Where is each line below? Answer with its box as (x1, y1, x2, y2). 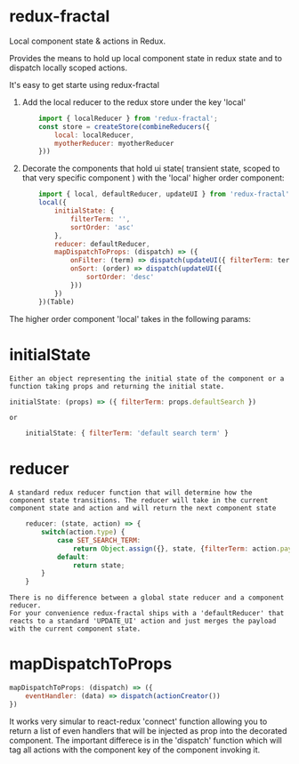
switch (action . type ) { (41, 527, 125, 537)
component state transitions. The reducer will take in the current (9, 496, 269, 505)
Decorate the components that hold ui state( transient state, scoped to (21, 163, 280, 174)
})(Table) (38, 297, 75, 306)
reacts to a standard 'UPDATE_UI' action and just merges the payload (9, 616, 277, 626)
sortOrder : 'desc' (85, 273, 155, 282)
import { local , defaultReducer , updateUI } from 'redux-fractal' (38, 189, 290, 199)
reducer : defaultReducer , (54, 239, 150, 248)
